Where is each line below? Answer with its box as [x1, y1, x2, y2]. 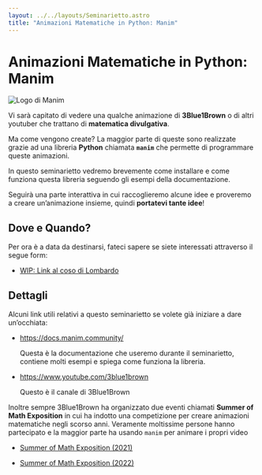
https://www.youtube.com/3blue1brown [19, 372, 149, 382]
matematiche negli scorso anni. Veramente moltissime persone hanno [8, 419, 235, 429]
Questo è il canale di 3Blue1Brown [19, 388, 130, 397]
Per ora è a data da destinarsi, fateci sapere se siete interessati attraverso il [8, 242, 253, 252]
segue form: [8, 250, 48, 260]
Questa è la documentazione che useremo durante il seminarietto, [19, 348, 234, 358]
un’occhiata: [8, 318, 48, 328]
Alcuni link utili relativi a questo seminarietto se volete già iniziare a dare [8, 310, 242, 319]
